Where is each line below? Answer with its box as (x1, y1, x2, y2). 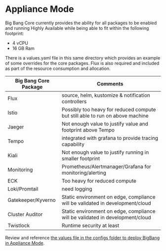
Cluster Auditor (7, 211, 43, 218)
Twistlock (7, 222, 30, 229)
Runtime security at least (61, 222, 120, 229)
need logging (61, 185, 92, 192)
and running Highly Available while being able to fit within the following (5, 25, 149, 31)
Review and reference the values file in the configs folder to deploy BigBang (5, 235, 160, 241)
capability (61, 140, 85, 147)
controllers (61, 98, 87, 105)
